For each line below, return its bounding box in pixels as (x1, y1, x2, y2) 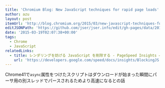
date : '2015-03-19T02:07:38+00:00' (5, 30, 78, 35)
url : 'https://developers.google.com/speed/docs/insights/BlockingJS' (14, 58, 162, 62)
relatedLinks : (5, 48, 34, 53)
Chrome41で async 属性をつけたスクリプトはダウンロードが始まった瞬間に (5, 72, 153, 78)
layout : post (5, 16, 32, 21)
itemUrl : (5, 21, 23, 26)
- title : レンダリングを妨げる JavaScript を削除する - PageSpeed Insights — (9, 53, 161, 58)
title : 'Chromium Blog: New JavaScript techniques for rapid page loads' (5, 7, 160, 12)
